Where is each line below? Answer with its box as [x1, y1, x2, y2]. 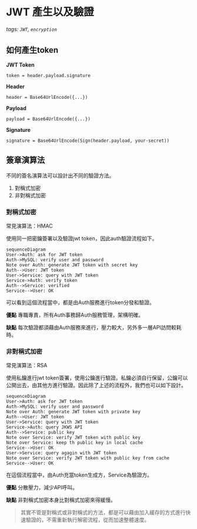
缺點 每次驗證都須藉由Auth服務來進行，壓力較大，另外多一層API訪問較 [6, 324, 177, 331]
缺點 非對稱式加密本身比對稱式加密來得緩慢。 [6, 497, 116, 504]
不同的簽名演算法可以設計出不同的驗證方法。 [6, 172, 115, 179]
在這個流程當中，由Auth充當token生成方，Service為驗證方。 [6, 471, 153, 478]
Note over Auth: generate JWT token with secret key [6, 262, 138, 268]
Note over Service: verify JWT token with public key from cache [6, 455, 169, 461]
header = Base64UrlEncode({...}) [6, 94, 88, 100]
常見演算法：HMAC [6, 222, 53, 229]
